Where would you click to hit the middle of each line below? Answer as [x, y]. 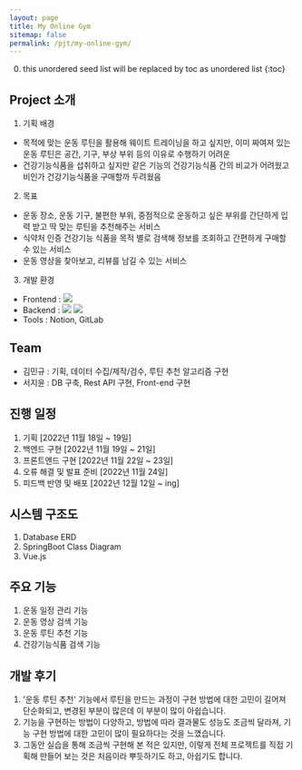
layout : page [34, 18]
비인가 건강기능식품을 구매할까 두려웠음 [92, 177]
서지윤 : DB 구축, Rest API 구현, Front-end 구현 [107, 382]
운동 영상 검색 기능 [55, 622]
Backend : [41, 311]
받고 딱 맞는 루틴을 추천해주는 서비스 [97, 227]
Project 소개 [43, 99]
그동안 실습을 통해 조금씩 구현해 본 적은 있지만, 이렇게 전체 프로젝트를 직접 [153, 745]
